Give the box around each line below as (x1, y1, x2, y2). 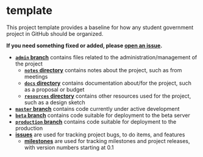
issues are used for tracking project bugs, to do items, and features (15, 131, 185, 138)
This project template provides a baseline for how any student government (6, 24, 194, 31)
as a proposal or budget (24, 85, 85, 93)
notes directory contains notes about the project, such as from (24, 66, 182, 73)
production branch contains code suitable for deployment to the (15, 118, 177, 125)
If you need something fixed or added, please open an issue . (6, 42, 163, 49)
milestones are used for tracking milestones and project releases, (24, 137, 190, 144)
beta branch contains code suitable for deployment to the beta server (15, 112, 190, 119)
